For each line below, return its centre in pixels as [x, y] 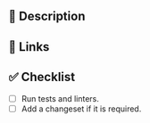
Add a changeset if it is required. [81, 109]
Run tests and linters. [60, 98]
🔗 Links [29, 47]
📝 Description [47, 16]
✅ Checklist [42, 77]
